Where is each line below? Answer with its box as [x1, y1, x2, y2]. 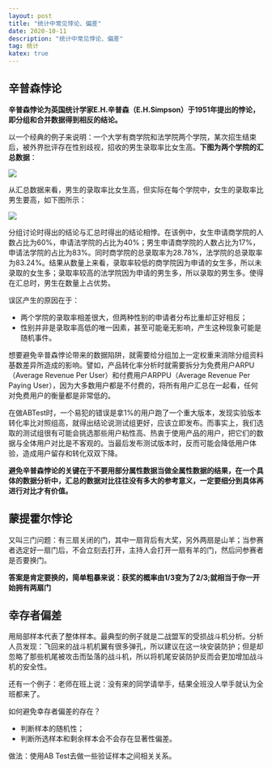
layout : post [8, 11, 53, 20]
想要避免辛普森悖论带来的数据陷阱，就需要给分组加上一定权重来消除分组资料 [8, 350, 264, 359]
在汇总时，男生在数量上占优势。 [8, 277, 115, 288]
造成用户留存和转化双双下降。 [22, 448, 122, 458]
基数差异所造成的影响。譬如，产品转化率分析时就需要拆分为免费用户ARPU [8, 360, 255, 370]
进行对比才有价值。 [8, 486, 73, 496]
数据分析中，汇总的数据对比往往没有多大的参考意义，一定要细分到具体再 [22, 475, 264, 485]
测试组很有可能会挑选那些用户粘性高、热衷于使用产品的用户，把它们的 [22, 427, 257, 438]
